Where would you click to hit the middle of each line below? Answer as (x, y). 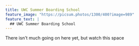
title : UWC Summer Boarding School (43, 10)
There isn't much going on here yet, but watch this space (65, 38)
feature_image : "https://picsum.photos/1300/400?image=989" (70, 14)
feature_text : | (22, 19)
